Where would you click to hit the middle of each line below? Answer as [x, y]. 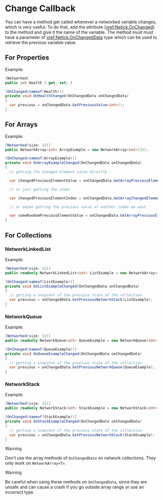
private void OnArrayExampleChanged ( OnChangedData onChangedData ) [73, 163]
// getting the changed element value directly [58, 172]
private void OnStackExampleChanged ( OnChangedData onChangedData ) [73, 422]
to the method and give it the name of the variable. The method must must [79, 32]
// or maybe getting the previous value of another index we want [78, 207]
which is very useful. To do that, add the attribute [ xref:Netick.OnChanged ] [80, 27]
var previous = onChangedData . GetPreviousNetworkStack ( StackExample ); [82, 435]
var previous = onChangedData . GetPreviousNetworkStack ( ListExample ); [81, 300]
